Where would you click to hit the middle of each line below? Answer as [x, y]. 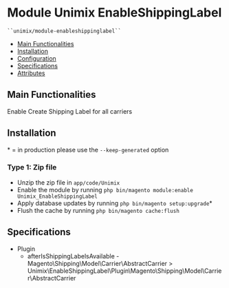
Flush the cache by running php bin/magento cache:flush [98, 210]
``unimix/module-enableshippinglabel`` [64, 31]
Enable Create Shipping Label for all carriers [70, 111]
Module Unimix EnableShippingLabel [115, 13]
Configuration [36, 58]
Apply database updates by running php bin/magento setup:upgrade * [115, 203]
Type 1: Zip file [32, 167]
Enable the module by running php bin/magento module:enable [105, 189]
